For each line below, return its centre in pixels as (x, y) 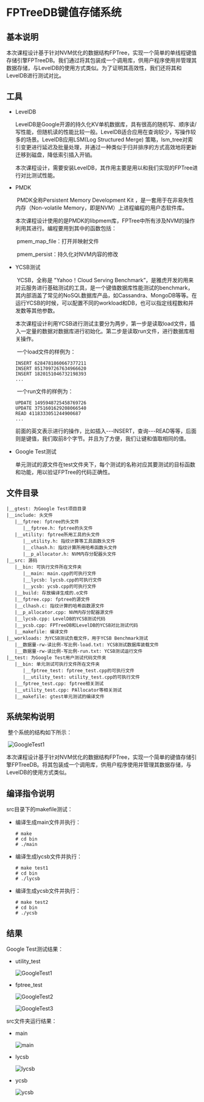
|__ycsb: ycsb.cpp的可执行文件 (59, 586)
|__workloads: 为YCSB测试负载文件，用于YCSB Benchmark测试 (77, 638)
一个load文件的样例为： (46, 352)
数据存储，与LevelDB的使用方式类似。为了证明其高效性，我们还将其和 (94, 68)
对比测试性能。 (39, 175)
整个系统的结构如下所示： (40, 733)
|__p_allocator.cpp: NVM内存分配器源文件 (64, 612)
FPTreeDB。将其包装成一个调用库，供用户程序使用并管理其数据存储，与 (101, 765)
